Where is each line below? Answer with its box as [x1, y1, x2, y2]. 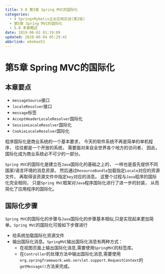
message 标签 [12, 109, 37, 115]
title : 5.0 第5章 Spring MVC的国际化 [5, 7, 78, 12]
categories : [5, 12, 30, 17]
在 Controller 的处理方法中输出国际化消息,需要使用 [19, 251, 121, 257]
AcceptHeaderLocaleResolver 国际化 [12, 115, 83, 121]
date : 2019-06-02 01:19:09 [5, 30, 61, 35]
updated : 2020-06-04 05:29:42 [5, 35, 67, 40]
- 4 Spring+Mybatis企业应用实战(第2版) [9, 16, 85, 21]
